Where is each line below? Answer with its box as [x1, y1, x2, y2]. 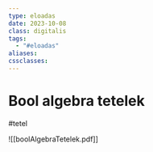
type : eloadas [8, 11, 56, 20]
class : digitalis [8, 27, 67, 35]
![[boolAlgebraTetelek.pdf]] [8, 134, 99, 144]
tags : [8, 34, 27, 43]
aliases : [8, 49, 38, 57]
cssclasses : [8, 57, 48, 65]
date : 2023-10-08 [8, 19, 67, 27]
